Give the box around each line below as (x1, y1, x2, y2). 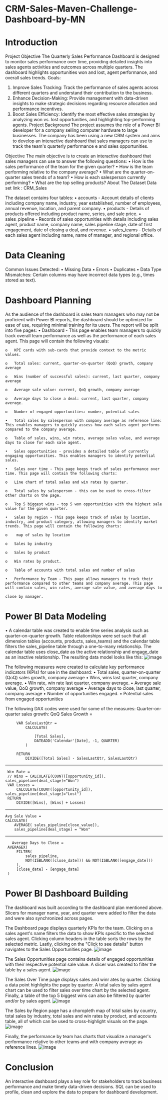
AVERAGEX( (7, 845, 28, 850)
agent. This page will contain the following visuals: (5, 338, 109, 344)
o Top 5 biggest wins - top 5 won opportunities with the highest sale (5, 502, 162, 507)
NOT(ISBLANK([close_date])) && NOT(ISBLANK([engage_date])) (25, 858, 153, 863)
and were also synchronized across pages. (5, 915, 93, 921)
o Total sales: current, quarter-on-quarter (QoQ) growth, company (5, 361, 153, 366)
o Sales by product (5, 550, 50, 555)
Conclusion (5, 1062, 54, 1073)
